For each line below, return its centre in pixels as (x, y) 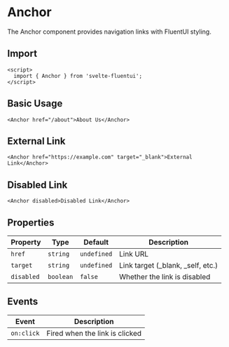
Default (96, 242)
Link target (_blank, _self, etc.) (168, 265)
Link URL (134, 254)
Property (26, 242)
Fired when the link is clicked (94, 333)
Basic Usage (35, 103)
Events (23, 302)
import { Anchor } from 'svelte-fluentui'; (78, 76)
